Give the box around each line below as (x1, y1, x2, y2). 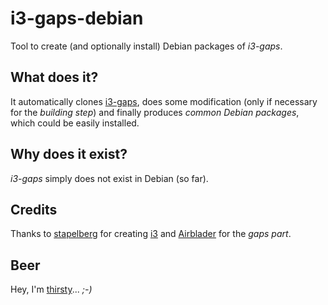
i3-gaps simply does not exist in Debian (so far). (10, 172, 209, 184)
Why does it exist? (10, 146, 128, 163)
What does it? (10, 69, 99, 86)
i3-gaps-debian (10, 7, 144, 30)
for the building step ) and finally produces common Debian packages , (10, 106, 300, 118)
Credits (10, 201, 58, 218)
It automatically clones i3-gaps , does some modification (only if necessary (10, 95, 318, 107)
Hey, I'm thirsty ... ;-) (10, 283, 93, 296)
